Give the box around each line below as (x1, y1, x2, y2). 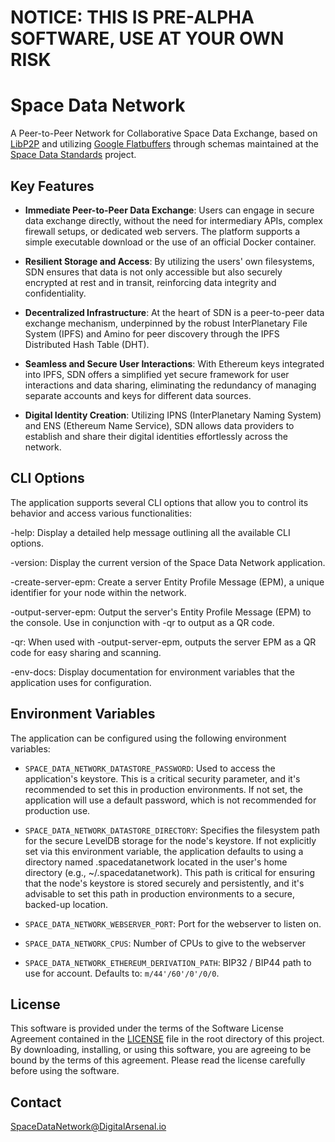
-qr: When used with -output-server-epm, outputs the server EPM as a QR (10, 636, 317, 648)
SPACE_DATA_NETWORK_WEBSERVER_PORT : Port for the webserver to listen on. (24, 917, 322, 930)
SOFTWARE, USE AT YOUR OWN (10, 27, 285, 50)
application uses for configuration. (10, 676, 152, 688)
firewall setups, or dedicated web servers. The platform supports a (24, 225, 301, 237)
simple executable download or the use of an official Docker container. (24, 236, 317, 248)
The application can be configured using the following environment (10, 732, 287, 744)
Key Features (10, 177, 95, 195)
